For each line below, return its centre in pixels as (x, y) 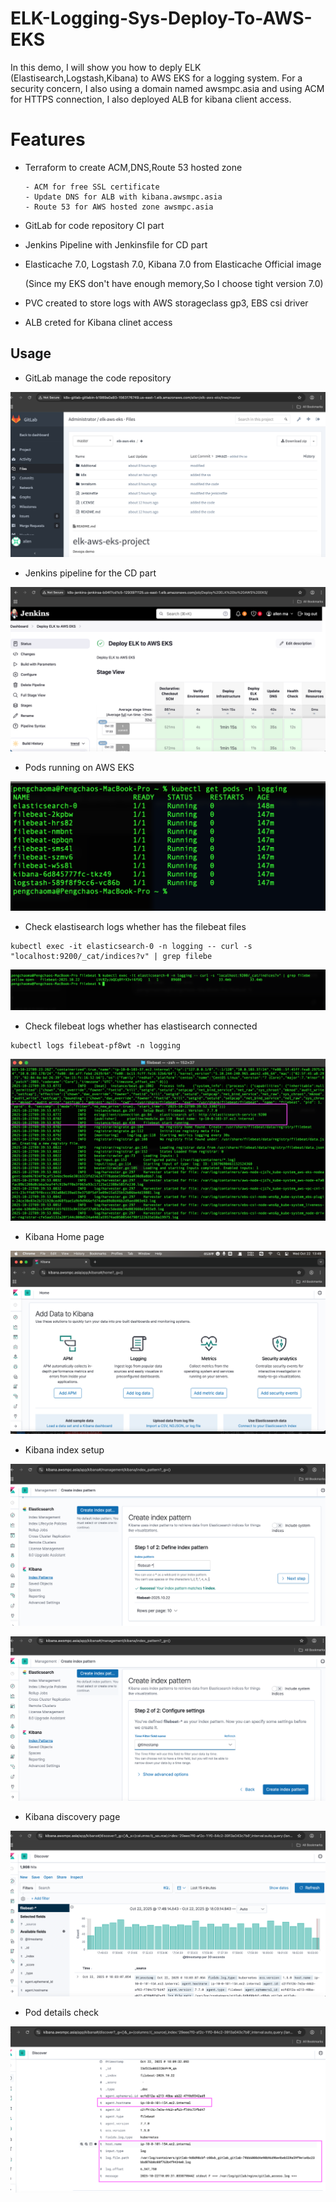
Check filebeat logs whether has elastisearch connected (141, 1026)
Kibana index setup (64, 1449)
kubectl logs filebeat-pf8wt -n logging (96, 1045)
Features (48, 139)
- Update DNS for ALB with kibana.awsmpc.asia (123, 197)
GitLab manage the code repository (98, 378)
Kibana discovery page (72, 1817)
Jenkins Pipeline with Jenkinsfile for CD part (116, 244)
